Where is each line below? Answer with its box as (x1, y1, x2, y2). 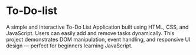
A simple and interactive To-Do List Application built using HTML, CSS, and (6, 23, 189, 30)
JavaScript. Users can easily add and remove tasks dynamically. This (6, 29, 175, 36)
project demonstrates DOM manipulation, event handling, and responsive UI (6, 36, 191, 43)
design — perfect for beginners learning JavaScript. (6, 42, 133, 49)
